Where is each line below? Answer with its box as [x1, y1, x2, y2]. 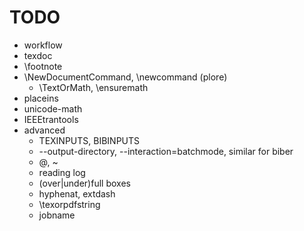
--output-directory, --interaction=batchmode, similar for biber [38, 145, 294, 157]
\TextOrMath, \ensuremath [38, 81, 149, 93]
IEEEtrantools [23, 113, 79, 125]
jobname [38, 209, 76, 221]
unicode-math [23, 102, 83, 115]
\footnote [23, 60, 63, 72]
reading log [38, 166, 86, 178]
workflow [23, 39, 63, 51]
